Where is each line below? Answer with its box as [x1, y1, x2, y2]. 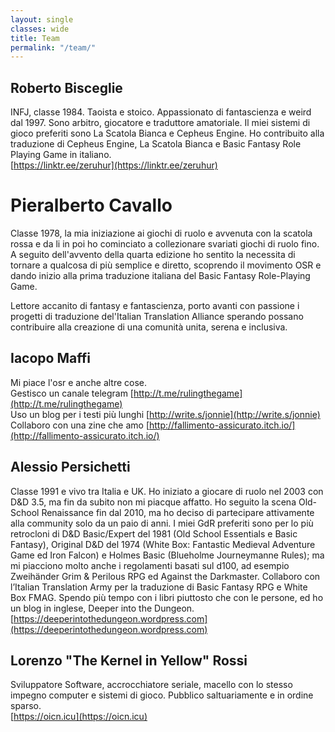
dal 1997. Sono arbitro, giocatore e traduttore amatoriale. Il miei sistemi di [10, 117, 311, 129]
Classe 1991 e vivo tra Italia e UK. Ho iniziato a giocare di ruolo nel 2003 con [10, 485, 324, 497]
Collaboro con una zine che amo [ [10, 419, 150, 431]
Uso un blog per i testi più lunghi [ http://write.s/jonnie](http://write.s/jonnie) [10, 408, 321, 420]
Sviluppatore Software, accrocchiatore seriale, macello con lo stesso [10, 679, 293, 691]
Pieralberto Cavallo [10, 194, 173, 217]
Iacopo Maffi [10, 350, 91, 367]
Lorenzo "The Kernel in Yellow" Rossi [10, 652, 248, 670]
